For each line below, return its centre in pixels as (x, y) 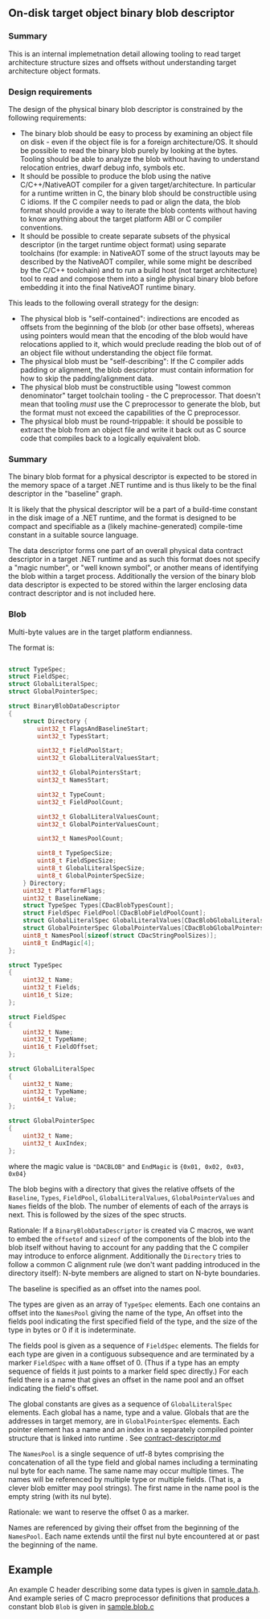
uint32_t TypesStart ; (74, 736)
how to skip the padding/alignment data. (87, 378)
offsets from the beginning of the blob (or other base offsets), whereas (137, 327)
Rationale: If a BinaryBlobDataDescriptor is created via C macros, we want (131, 1230)
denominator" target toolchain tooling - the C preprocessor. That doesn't (140, 395)
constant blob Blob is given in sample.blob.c (81, 1606)
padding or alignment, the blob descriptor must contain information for (137, 370)
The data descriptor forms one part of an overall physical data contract (126, 551)
